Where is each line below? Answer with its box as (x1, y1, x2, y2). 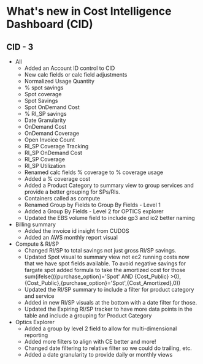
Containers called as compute (24, 195, 101, 202)
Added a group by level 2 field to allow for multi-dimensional (24, 325, 177, 332)
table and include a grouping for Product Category (24, 312, 152, 319)
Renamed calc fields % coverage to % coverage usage (24, 169, 164, 176)
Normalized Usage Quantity (24, 78, 95, 85)
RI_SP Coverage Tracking (24, 143, 89, 150)
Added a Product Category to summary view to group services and (24, 182, 194, 189)
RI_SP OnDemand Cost (24, 149, 83, 156)
